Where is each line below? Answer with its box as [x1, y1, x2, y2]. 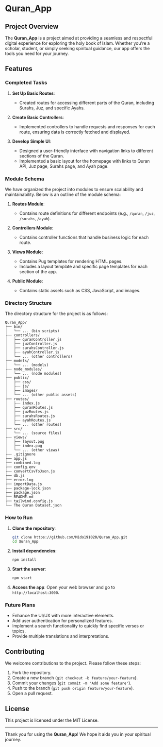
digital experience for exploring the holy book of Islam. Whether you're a [5, 40, 150, 46]
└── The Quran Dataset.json [5, 503, 62, 508]
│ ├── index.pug [5, 443, 42, 449]
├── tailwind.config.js [5, 499, 53, 504]
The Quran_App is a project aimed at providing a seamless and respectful [5, 35, 153, 41]
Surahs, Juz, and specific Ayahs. [19, 105, 85, 111]
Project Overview [5, 22, 59, 31]
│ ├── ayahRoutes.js [5, 418, 51, 423]
